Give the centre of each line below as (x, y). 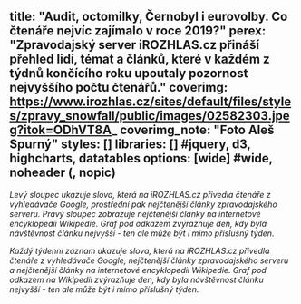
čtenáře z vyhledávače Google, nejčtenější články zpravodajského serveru (149, 260)
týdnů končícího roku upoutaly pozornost (129, 74)
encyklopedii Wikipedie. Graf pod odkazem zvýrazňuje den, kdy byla (138, 223)
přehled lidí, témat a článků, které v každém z (140, 59)
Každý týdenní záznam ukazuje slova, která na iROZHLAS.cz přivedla (140, 250)
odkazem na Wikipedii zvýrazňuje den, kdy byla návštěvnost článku (137, 279)
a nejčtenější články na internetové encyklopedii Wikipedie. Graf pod (138, 270)
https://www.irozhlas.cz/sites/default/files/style (150, 102)
